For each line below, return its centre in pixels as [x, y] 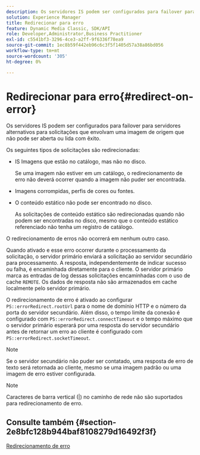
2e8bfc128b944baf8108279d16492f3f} [81, 431]
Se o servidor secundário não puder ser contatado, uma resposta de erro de [100, 361]
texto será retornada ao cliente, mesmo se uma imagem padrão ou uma [94, 368]
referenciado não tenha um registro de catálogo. [74, 227]
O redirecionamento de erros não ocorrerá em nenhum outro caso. [88, 239]
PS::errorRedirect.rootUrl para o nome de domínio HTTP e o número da [96, 306]
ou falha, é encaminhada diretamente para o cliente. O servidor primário [95, 269]
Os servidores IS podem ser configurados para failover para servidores [93, 126]
